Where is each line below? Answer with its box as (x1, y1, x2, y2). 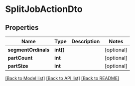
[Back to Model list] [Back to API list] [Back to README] (5, 76, 120, 81)
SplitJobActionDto (5, 3, 83, 15)
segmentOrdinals (7, 46, 50, 53)
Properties (5, 23, 39, 32)
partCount (7, 55, 33, 61)
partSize (7, 63, 28, 69)
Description (71, 38, 100, 45)
